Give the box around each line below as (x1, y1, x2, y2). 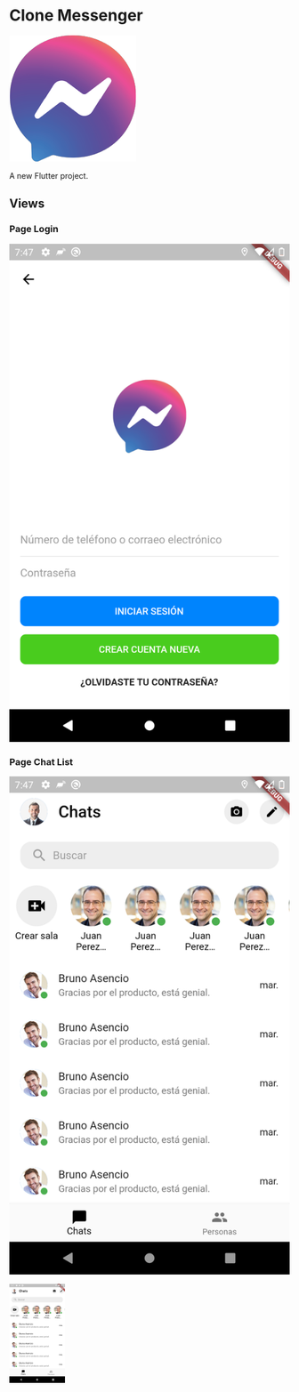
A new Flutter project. (9, 170, 89, 181)
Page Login (9, 223, 60, 236)
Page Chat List (9, 755, 74, 768)
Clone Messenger (9, 5, 144, 26)
